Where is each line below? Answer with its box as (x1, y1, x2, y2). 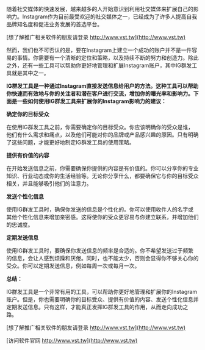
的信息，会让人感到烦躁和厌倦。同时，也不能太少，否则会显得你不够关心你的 (6, 255, 199, 262)
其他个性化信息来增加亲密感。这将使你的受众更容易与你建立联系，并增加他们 (6, 213, 199, 221)
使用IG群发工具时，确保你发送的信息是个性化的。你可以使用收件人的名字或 (6, 206, 194, 213)
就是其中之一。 (11, 70, 49, 76)
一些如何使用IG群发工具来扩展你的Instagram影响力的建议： (16, 98, 167, 105)
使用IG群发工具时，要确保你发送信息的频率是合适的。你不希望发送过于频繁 (6, 247, 194, 254)
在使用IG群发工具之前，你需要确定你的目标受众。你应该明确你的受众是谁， (6, 124, 194, 130)
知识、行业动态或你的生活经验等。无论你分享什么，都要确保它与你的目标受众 (6, 173, 199, 179)
